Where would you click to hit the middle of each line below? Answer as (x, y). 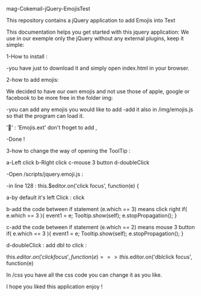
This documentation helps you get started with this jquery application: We (98, 32)
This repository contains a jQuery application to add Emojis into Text (91, 20)
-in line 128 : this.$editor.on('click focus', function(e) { (73, 186)
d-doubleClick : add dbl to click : (47, 245)
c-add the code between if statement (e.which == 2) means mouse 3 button (100, 227)
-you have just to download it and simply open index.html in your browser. (98, 68)
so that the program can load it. (45, 116)
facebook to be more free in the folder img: (60, 98)
